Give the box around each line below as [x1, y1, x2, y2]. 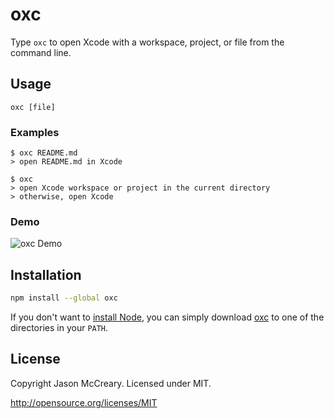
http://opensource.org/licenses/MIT [10, 396, 158, 408]
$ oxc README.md [10, 148, 78, 158]
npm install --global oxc [10, 293, 118, 303]
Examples [10, 125, 60, 139]
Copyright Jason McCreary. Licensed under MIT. [10, 377, 212, 389]
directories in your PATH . [10, 322, 109, 334]
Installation [10, 266, 82, 283]
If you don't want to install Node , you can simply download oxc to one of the [10, 311, 325, 323]
